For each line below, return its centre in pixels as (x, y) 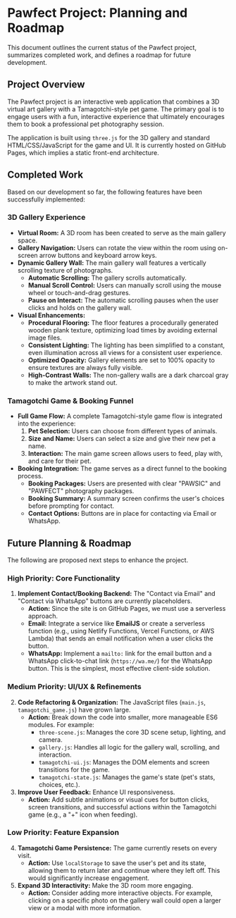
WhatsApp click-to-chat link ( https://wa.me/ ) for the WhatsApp (120, 661)
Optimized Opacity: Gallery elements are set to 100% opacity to (121, 360)
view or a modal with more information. (85, 907)
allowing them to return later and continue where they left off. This (124, 870)
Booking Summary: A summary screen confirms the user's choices (126, 499)
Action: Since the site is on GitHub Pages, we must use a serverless (127, 609)
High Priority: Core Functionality (64, 578)
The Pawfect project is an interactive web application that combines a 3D (113, 101)
